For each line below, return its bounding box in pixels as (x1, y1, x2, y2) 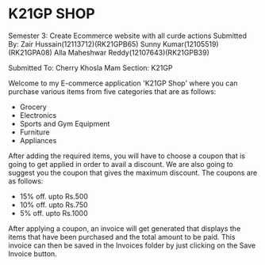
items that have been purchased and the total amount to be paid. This (8, 232, 236, 241)
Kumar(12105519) (162, 39, 220, 48)
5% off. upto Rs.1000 (19, 208, 89, 218)
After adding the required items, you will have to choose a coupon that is (8, 151, 246, 161)
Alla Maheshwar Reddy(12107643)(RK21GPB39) (54, 47, 210, 57)
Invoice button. (8, 248, 57, 258)
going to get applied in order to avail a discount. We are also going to (8, 159, 234, 168)
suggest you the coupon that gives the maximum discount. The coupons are (8, 168, 258, 177)
